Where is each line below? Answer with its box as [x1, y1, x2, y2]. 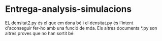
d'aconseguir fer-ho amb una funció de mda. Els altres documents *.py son [5, 25, 158, 31]
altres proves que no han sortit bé [5, 30, 74, 36]
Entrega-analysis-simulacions [5, 3, 132, 15]
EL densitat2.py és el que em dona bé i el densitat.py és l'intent [5, 20, 133, 26]
